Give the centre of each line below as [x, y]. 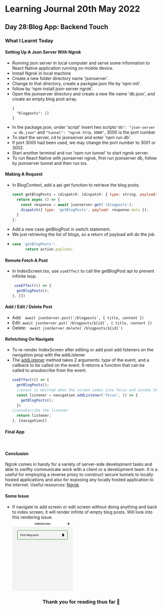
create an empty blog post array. [44, 99]
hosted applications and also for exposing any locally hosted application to [79, 480]
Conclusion [17, 454]
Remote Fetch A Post [27, 260]
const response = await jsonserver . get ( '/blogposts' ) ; [77, 204]
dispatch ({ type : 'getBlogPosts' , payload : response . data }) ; [85, 210]
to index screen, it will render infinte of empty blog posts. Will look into [82, 512]
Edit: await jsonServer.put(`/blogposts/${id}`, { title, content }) [82, 323]
